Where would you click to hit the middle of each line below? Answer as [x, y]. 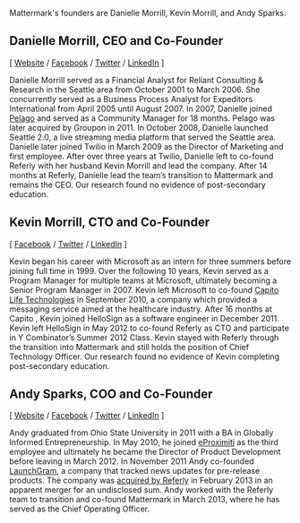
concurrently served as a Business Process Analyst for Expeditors [131, 99]
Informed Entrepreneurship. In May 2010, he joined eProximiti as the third [144, 442]
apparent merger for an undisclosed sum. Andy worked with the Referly [141, 490]
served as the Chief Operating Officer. [80, 509]
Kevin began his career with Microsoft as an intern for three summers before [150, 261]
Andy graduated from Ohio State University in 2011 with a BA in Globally [141, 433]
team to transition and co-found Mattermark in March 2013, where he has [145, 500]
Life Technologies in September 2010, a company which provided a [133, 299]
